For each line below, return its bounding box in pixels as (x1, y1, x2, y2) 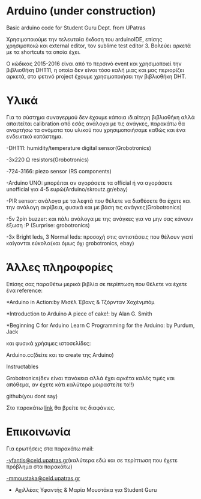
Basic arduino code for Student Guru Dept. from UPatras (6, 24, 146, 31)
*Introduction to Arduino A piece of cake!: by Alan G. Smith (6, 310, 152, 317)
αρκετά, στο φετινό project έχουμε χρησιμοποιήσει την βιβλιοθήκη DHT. (6, 73, 187, 80)
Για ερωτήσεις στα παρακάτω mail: (6, 445, 94, 452)
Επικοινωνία (6, 425, 71, 438)
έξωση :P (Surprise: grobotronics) (6, 221, 90, 229)
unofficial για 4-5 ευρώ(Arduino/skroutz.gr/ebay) (6, 185, 128, 193)
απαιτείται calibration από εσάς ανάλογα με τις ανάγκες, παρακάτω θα (6, 120, 185, 127)
